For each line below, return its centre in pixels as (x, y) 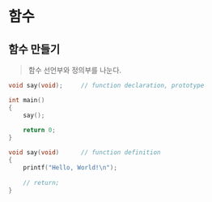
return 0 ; (40, 131)
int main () (27, 100)
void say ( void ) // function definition (85, 153)
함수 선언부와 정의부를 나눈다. (75, 70)
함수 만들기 (34, 49)
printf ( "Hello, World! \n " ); (70, 167)
